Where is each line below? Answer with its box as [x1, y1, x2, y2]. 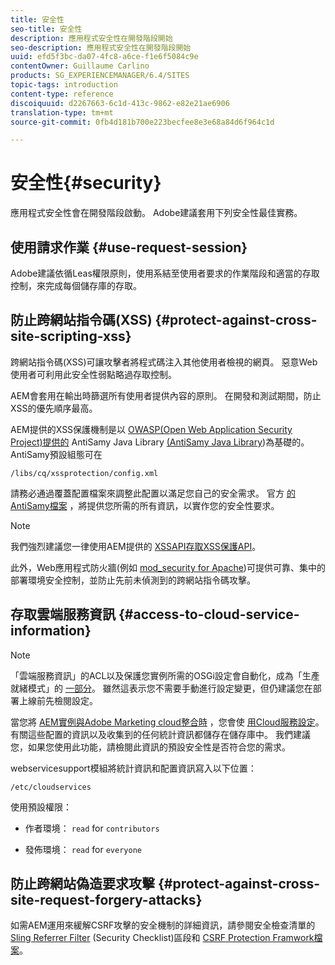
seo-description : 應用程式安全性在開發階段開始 [10, 42, 192, 53]
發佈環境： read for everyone [24, 843, 142, 855]
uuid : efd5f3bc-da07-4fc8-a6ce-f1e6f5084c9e [10, 52, 199, 62]
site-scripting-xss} [10, 328, 132, 345]
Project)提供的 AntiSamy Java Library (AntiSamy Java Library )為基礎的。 [10, 436, 310, 448]
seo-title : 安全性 [10, 24, 83, 34]
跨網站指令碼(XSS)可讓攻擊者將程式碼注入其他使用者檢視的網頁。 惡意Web [10, 356, 318, 368]
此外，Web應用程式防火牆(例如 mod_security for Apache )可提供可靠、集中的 [10, 561, 326, 573]
